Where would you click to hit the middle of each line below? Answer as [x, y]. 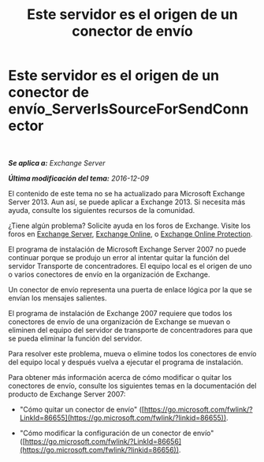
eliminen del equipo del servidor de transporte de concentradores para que [130, 330]
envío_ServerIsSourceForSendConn [128, 109]
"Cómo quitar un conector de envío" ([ [82, 409]
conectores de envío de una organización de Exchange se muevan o [119, 322]
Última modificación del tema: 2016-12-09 [79, 178]
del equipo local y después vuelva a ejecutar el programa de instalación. [126, 362]
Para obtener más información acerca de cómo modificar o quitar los [120, 377]
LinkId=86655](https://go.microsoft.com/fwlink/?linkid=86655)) [123, 417]
